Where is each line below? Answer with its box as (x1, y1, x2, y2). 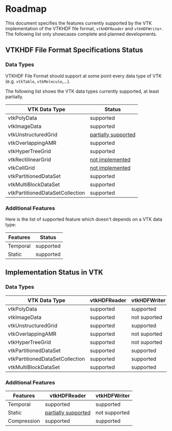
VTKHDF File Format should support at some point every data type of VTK (5, 73, 162, 79)
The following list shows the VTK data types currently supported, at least (5, 88, 159, 94)
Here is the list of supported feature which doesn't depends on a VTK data (5, 216, 163, 222)
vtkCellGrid (8, 164, 35, 171)
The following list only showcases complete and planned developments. (5, 31, 157, 37)
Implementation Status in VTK (5, 268, 103, 277)
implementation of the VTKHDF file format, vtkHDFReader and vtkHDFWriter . (5, 25, 163, 31)
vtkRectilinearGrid (8, 156, 51, 163)
